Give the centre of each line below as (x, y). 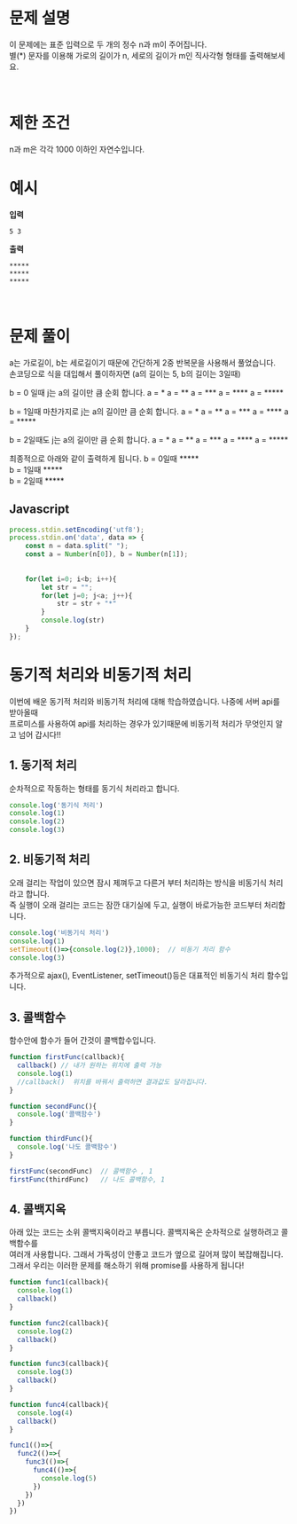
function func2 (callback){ (59, 1323)
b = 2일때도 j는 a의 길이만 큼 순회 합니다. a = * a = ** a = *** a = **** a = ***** (149, 439)
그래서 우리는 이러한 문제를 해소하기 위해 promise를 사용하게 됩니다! (127, 1266)
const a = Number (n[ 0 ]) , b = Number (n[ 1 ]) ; (107, 554)
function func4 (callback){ (59, 1404)
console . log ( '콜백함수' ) (59, 1114)
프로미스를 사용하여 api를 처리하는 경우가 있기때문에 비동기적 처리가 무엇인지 (141, 723)
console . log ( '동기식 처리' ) (56, 805)
